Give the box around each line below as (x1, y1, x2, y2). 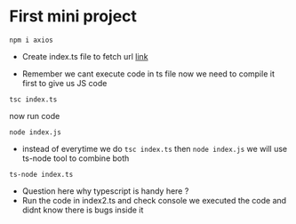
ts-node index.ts (9, 170, 74, 179)
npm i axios (9, 36, 53, 44)
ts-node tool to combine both (21, 153, 130, 164)
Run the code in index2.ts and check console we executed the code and (21, 195, 287, 205)
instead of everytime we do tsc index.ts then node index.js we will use (21, 143, 288, 154)
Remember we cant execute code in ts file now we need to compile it (21, 68, 276, 79)
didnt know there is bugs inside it (21, 204, 144, 215)
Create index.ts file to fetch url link (21, 51, 148, 61)
